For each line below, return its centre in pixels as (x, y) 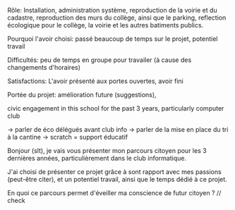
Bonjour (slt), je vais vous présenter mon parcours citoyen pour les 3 (107, 150)
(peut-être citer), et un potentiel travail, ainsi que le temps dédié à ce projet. (117, 179)
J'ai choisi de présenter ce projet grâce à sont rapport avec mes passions (115, 172)
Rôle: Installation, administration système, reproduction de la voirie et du (112, 10)
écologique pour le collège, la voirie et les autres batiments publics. (106, 25)
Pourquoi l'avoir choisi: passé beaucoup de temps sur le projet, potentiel (113, 39)
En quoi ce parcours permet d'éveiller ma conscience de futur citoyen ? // (114, 193)
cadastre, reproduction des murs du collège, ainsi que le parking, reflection (117, 18)
